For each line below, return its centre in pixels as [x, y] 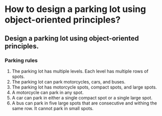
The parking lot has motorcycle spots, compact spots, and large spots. [84, 87]
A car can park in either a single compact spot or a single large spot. [82, 97]
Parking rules [21, 60]
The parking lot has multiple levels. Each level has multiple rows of [80, 71]
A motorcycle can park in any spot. [48, 92]
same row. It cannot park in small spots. [53, 108]
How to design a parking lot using [76, 9]
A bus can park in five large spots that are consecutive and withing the [84, 103]
